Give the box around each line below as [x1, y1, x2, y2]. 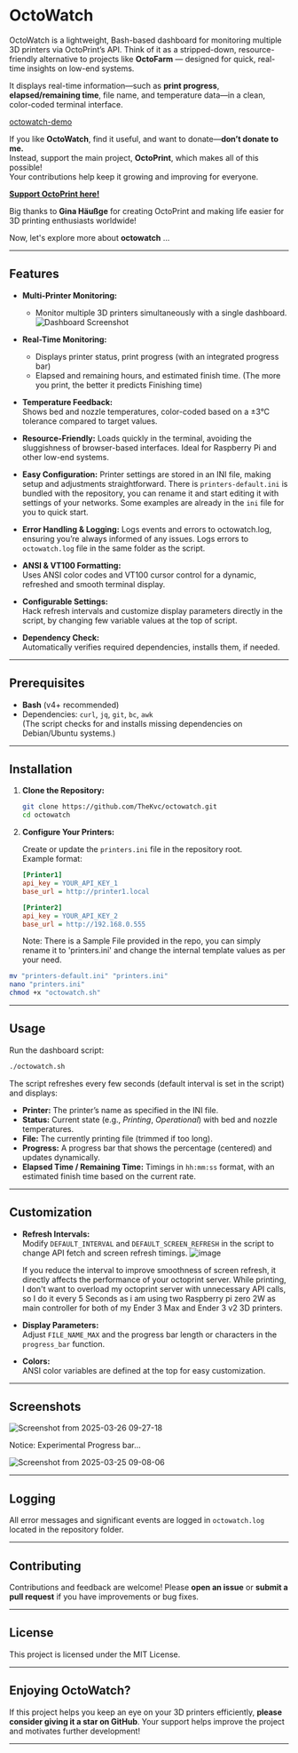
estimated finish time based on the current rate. [21, 1170, 197, 1182]
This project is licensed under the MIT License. [9, 1649, 181, 1660]
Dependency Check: [21, 632, 100, 642]
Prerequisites [9, 676, 85, 691]
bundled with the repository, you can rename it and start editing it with [21, 488, 279, 498]
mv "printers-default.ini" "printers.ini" [9, 972, 169, 981]
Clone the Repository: [21, 785, 105, 796]
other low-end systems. [21, 451, 109, 462]
